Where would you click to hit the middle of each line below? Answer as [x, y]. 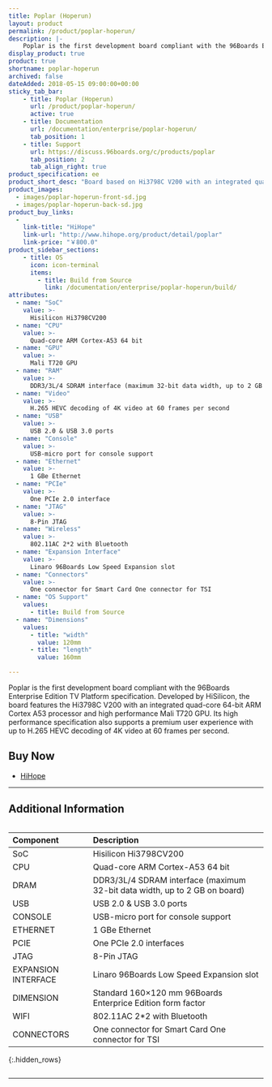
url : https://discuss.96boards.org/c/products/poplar [123, 152]
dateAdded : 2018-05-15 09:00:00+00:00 [74, 84]
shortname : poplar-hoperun [54, 69]
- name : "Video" [43, 393]
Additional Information [66, 809]
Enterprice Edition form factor [149, 1003]
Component [36, 839]
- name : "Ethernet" [49, 461]
